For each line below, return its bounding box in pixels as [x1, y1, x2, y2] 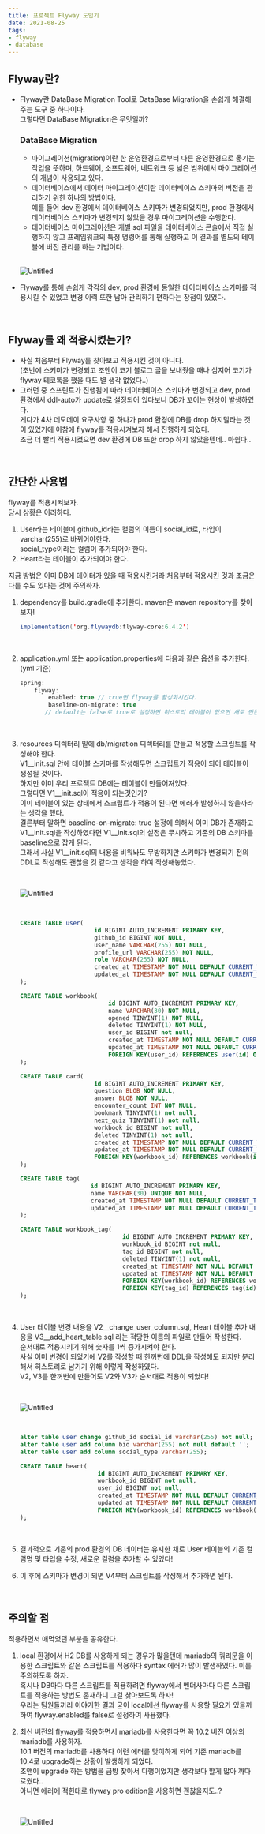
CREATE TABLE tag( [19, 1175, 80, 1183]
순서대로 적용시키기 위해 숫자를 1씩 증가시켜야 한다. [19, 1342, 177, 1352]
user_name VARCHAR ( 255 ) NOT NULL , [94, 941, 207, 949]
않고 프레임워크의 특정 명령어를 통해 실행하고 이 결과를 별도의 [52, 232, 241, 242]
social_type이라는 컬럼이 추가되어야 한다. [19, 544, 147, 553]
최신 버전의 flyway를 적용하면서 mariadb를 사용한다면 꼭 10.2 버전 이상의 [19, 1727, 245, 1736]
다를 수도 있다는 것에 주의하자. [8, 580, 101, 590]
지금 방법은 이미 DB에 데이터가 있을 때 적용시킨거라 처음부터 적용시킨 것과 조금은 [8, 570, 256, 580]
